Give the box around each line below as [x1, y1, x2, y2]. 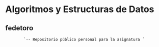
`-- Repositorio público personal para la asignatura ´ [23, 37, 145, 42]
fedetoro [5, 24, 34, 32]
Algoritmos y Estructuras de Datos [5, 4, 154, 15]
